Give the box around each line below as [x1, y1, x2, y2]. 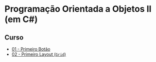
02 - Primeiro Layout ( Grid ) [11, 51, 66, 57]
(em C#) [4, 14, 38, 25]
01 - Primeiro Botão [11, 46, 51, 52]
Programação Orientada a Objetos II [4, 3, 152, 15]
